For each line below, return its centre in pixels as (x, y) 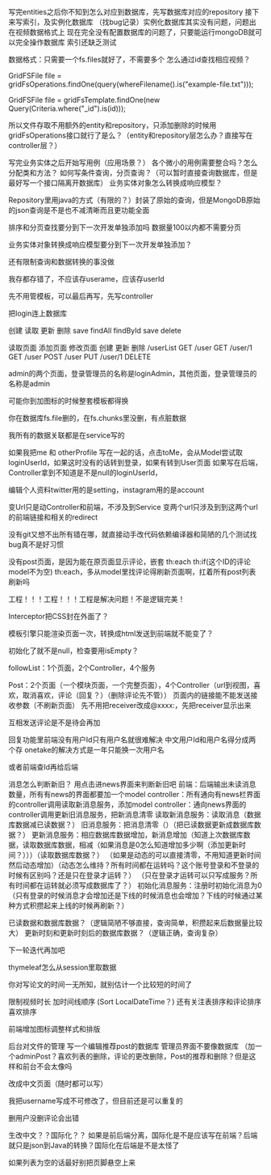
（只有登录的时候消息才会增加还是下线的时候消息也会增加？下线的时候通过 (132, 895)
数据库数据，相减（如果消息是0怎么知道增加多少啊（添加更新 (138, 845)
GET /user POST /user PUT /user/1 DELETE (80, 357)
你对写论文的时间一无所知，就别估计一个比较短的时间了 (100, 984)
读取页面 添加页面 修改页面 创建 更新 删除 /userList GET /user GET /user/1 (130, 348)
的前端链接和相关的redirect (53, 517)
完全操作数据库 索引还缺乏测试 (66, 42)
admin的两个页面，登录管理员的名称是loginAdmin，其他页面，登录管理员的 (133, 373)
